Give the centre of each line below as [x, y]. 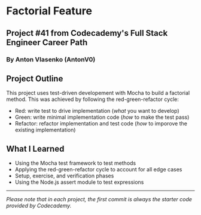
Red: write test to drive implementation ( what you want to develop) [97, 111]
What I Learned [35, 148]
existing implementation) [45, 130]
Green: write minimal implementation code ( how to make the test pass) [102, 117]
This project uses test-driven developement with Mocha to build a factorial [98, 93]
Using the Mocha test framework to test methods [75, 163]
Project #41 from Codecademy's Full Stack [87, 33]
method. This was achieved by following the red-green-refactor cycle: [93, 99]
